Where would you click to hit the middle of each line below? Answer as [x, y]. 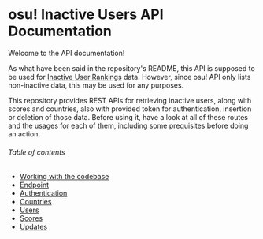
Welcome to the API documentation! [67, 53]
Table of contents [37, 152]
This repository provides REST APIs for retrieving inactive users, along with [130, 100]
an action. [24, 134]
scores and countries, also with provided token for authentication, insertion [130, 109]
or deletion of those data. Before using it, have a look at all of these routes [128, 117]
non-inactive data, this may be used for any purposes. [96, 85]
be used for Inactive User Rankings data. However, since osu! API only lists [130, 77]
